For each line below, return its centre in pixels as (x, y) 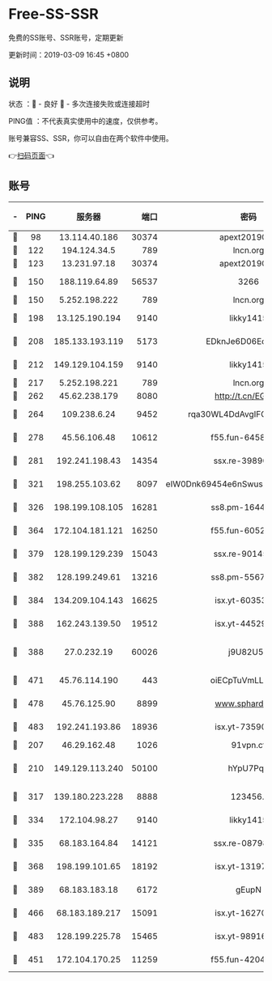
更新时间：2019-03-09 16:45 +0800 (69, 54)
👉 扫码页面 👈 (32, 155)
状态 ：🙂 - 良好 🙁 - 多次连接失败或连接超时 (79, 104)
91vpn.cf (249, 745)
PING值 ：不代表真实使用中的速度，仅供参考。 (85, 121)
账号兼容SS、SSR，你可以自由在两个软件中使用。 (91, 138)
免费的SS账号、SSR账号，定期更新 (66, 37)
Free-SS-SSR (53, 14)
